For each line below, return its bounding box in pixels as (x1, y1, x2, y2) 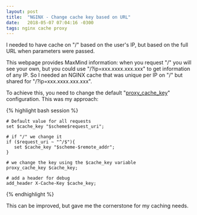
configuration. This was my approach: (6, 96, 99, 103)
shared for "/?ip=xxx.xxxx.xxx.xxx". (6, 78, 92, 85)
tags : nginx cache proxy (6, 25, 67, 31)
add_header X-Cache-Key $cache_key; (6, 181, 96, 187)
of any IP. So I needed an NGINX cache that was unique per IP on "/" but (6, 71, 183, 79)
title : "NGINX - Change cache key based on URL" (6, 14, 131, 20)
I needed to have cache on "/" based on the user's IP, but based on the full (6, 41, 188, 48)
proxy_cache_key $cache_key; (6, 165, 78, 171)
